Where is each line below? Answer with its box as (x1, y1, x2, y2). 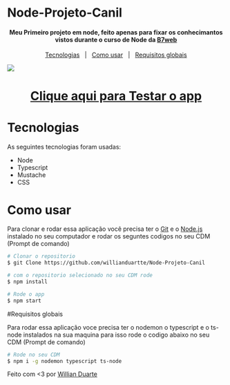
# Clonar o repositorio (7, 253, 76, 260)
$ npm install (7, 279, 48, 285)
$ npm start (7, 297, 41, 304)
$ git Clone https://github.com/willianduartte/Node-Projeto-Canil (7, 259, 206, 267)
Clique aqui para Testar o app (30, 88, 202, 104)
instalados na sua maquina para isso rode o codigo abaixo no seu (23, 330, 210, 339)
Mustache (17, 171, 46, 179)
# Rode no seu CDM (7, 351, 60, 358)
